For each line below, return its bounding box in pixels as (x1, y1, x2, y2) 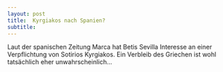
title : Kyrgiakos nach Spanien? (7, 17, 106, 24)
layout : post (7, 10, 46, 18)
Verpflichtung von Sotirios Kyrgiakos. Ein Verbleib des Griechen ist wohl (7, 50, 217, 59)
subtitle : (7, 23, 37, 30)
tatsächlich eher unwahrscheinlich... (7, 58, 113, 66)
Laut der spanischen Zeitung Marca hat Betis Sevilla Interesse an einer (7, 43, 212, 52)
